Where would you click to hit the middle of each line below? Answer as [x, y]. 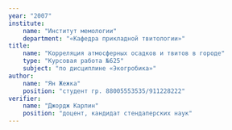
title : [19, 46]
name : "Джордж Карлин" [61, 106]
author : [21, 76]
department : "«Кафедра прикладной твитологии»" [104, 38]
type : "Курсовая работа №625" [74, 61]
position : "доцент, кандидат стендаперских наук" [108, 114]
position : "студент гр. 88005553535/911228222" [104, 91]
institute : [27, 23]
